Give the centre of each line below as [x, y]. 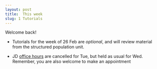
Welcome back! [21, 33]
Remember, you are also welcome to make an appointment [71, 62]
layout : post [18, 9]
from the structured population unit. [48, 47]
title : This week [24, 14]
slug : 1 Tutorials [24, 18]
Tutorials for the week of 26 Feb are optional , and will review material [82, 42]
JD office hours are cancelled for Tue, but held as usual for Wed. [78, 56]
